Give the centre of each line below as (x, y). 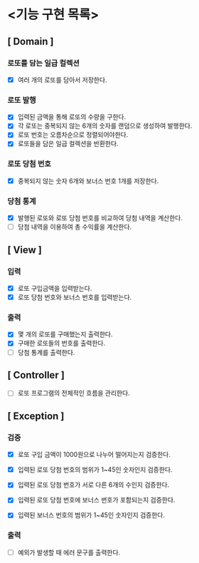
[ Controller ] (36, 375)
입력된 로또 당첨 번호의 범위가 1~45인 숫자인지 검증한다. (95, 470)
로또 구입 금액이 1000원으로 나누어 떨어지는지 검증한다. (94, 455)
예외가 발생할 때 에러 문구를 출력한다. (69, 552)
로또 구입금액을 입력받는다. (55, 288)
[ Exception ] (36, 416)
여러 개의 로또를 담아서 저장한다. (62, 80)
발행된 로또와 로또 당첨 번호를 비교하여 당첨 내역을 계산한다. (100, 218)
